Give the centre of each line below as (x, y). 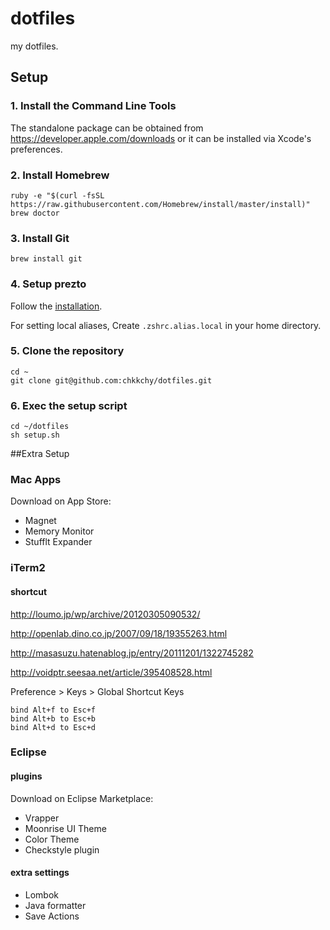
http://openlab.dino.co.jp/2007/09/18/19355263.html (119, 633)
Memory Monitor (59, 531)
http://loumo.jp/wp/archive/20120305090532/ (105, 614)
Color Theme (52, 839)
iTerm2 (28, 568)
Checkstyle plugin (62, 849)
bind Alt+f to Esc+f (53, 710)
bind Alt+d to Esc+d (53, 727)
